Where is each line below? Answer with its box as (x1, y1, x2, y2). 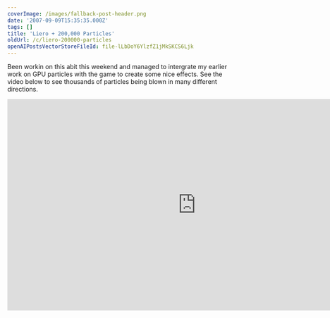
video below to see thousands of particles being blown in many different (7, 78, 217, 85)
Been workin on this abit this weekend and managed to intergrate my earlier (7, 63, 228, 71)
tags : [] (7, 23, 33, 30)
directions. (7, 85, 39, 93)
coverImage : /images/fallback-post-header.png (7, 10, 147, 18)
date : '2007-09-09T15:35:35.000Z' (7, 17, 109, 24)
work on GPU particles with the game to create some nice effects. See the (7, 70, 223, 78)
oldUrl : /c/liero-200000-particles (7, 37, 112, 44)
